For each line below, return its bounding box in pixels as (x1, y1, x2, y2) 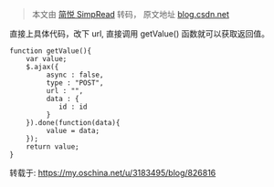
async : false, (46, 70, 104, 79)
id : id (58, 102, 89, 111)
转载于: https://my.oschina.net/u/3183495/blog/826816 (9, 168, 216, 178)
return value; (26, 142, 79, 151)
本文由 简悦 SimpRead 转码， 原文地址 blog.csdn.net (31, 9, 230, 19)
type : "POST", (46, 78, 104, 88)
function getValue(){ (9, 47, 92, 56)
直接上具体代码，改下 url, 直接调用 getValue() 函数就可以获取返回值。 (9, 28, 269, 39)
